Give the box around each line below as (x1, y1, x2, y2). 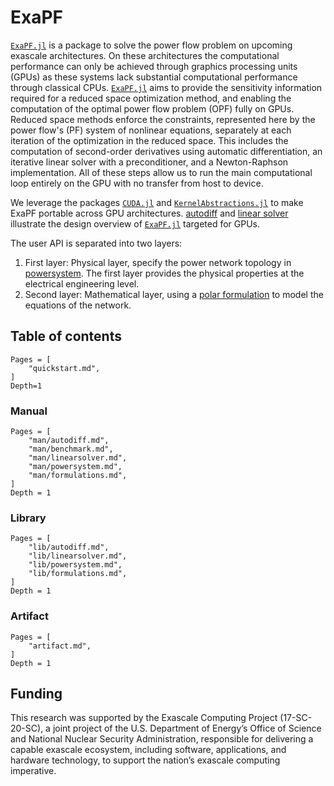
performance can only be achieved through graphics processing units (10, 60, 298, 72)
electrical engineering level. (24, 277, 140, 290)
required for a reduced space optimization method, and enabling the (10, 92, 292, 104)
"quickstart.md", (28, 363, 101, 373)
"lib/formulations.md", (28, 569, 128, 579)
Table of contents (10, 328, 122, 345)
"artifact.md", (28, 641, 92, 651)
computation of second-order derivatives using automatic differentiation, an (10, 145, 323, 157)
